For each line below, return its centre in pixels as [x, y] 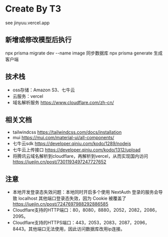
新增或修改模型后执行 [38, 40]
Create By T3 [33, 9]
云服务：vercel [28, 96]
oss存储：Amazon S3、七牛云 [44, 90]
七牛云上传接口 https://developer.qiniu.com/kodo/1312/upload [76, 150]
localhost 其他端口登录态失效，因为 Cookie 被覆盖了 [72, 198]
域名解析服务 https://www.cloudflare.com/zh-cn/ [63, 102]
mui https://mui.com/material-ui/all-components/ [63, 138]
